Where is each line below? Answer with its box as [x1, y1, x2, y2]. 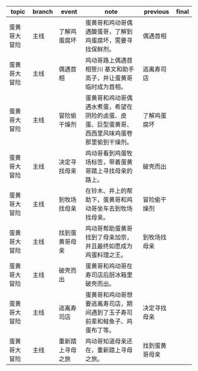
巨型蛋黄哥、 [97, 120, 133, 129]
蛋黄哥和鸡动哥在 [85, 262, 133, 270]
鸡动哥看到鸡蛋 [85, 149, 127, 157]
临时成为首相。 [85, 83, 127, 91]
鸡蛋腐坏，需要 [85, 37, 127, 44]
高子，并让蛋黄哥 [85, 74, 133, 82]
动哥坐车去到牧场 [85, 205, 133, 212]
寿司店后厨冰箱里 [85, 271, 133, 279]
